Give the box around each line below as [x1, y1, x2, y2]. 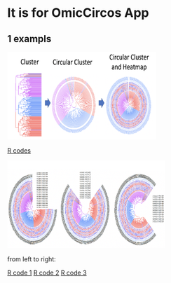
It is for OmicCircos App [7, 5, 149, 21]
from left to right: [7, 255, 56, 263]
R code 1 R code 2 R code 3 [7, 268, 87, 277]
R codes [7, 146, 32, 155]
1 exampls [7, 33, 52, 45]
